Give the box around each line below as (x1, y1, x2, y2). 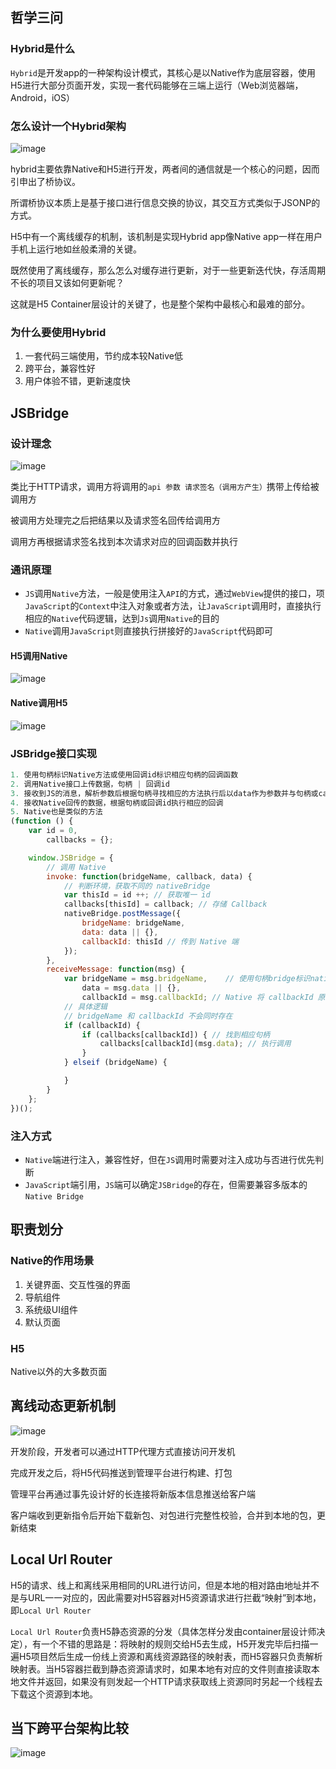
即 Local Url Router (10, 1604, 92, 1616)
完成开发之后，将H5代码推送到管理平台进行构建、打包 (10, 1466, 233, 1478)
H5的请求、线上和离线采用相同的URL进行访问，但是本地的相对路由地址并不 (10, 1579, 320, 1591)
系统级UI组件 (24, 1303, 78, 1315)
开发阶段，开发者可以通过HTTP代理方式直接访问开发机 (10, 1445, 236, 1457)
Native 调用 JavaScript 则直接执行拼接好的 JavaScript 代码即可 (24, 625, 273, 637)
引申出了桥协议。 (10, 175, 81, 187)
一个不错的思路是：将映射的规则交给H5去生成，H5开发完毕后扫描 (40, 1638, 310, 1650)
